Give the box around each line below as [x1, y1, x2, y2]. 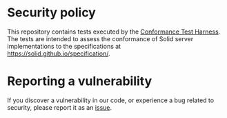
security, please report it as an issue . [7, 103, 112, 111]
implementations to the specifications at [7, 42, 121, 50]
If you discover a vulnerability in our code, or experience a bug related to [7, 96, 215, 104]
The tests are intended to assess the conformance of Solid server [7, 34, 194, 43]
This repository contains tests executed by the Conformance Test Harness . [7, 27, 221, 36]
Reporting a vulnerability [7, 73, 152, 89]
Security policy [7, 5, 97, 21]
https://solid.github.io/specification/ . [7, 49, 110, 58]
